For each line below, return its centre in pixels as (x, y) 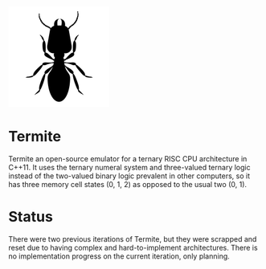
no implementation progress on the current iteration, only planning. (119, 256)
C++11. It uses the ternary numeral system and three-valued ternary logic (129, 167)
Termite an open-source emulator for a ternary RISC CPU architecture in (128, 158)
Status (31, 217)
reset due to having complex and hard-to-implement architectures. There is (133, 247)
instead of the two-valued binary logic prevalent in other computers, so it (129, 176)
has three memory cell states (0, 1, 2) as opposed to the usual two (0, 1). (128, 184)
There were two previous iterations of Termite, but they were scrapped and (133, 238)
